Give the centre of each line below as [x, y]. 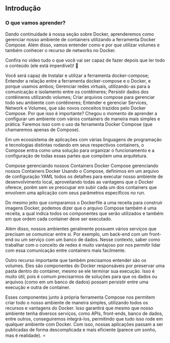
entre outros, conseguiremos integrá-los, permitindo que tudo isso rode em [84, 319]
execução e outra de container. [38, 287]
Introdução [23, 8]
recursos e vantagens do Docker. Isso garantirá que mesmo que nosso [79, 308]
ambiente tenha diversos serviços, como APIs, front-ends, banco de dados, [84, 313]
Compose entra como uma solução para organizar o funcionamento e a [80, 150]
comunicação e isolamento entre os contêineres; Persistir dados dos [77, 92]
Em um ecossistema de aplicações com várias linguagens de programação [83, 139]
